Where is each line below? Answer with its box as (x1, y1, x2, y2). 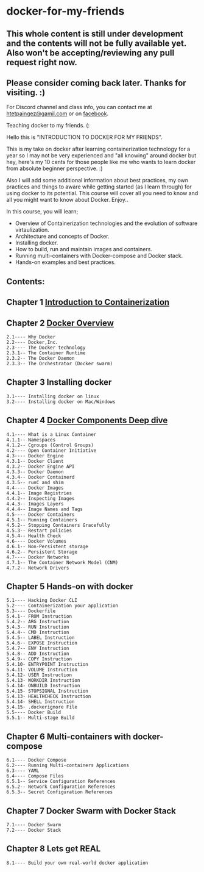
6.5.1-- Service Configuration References (6, 779, 116, 785)
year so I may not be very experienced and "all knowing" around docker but (6, 152, 197, 159)
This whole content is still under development (6, 29, 184, 39)
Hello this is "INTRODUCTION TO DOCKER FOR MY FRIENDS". (6, 134, 163, 141)
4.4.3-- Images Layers (6, 501, 64, 507)
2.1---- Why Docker (6, 334, 56, 340)
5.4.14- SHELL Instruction (6, 699, 75, 705)
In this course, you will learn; (6, 208, 79, 215)
